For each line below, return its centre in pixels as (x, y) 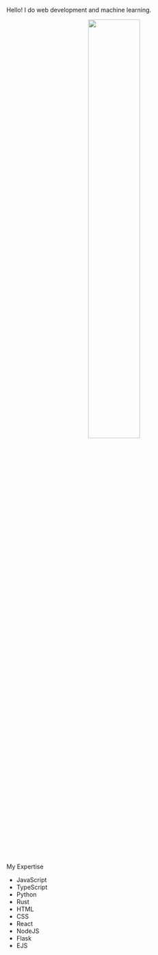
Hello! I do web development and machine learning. (79, 10)
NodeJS (28, 931)
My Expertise (25, 866)
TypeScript (32, 887)
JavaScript (31, 880)
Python (26, 895)
